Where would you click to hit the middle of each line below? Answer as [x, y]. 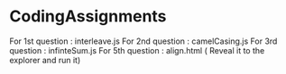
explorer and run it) [45, 60]
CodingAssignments [88, 16]
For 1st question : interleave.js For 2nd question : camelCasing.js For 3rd [143, 41]
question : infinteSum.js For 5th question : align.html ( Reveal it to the [137, 50]
